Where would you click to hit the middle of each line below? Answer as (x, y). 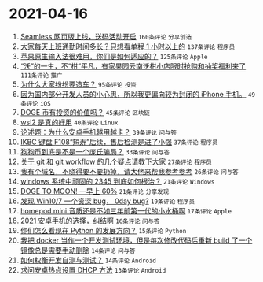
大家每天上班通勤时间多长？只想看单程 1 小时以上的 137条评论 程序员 (128, 46)
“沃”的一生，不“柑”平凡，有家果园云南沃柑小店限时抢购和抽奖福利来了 (133, 66)
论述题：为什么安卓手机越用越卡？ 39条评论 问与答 (99, 132)
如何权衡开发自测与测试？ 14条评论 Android (88, 260)
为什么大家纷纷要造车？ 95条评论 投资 (78, 84)
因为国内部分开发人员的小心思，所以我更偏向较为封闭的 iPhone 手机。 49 (138, 94)
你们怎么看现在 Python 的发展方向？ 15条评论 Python (103, 230)
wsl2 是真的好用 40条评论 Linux (69, 122)
